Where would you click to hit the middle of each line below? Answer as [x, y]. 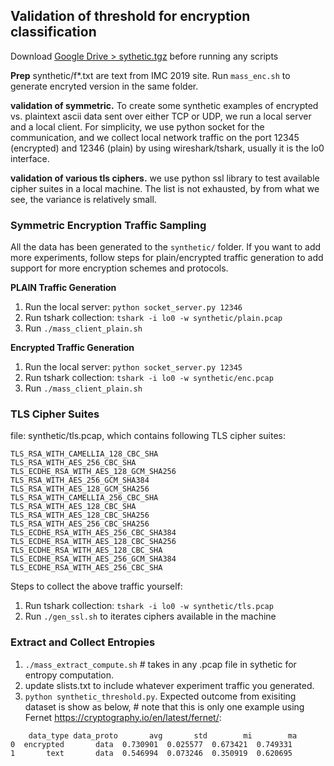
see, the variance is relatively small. [83, 199]
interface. [30, 158]
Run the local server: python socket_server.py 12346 [133, 307]
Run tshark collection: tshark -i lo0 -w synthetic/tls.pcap [149, 606]
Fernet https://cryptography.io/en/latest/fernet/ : [123, 717]
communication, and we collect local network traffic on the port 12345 [155, 137]
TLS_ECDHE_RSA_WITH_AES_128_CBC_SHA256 [93, 542]
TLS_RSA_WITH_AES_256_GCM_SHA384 [80, 480]
